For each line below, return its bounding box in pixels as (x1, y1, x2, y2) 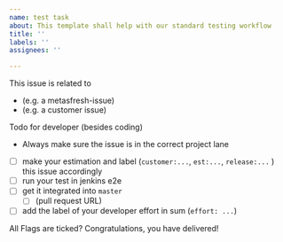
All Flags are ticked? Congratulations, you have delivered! (9, 223, 219, 234)
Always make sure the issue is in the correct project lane (21, 139, 229, 150)
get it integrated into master (21, 185, 122, 196)
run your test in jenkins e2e (21, 176, 122, 186)
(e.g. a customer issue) (21, 105, 106, 115)
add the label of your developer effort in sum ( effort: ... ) (21, 206, 238, 216)
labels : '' (9, 37, 50, 47)
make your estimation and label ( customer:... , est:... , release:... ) (21, 156, 275, 167)
